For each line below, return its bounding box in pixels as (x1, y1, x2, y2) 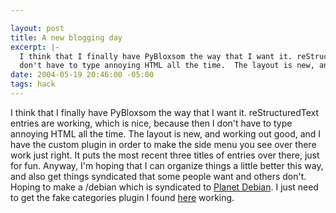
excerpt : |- (10, 42, 60, 52)
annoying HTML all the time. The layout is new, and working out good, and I (10, 127, 322, 140)
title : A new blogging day (10, 32, 123, 43)
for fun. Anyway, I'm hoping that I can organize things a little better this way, (10, 159, 324, 171)
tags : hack (10, 79, 56, 90)
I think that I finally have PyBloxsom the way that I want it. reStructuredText (10, 106, 319, 118)
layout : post (10, 23, 65, 33)
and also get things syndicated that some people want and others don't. (10, 170, 307, 182)
